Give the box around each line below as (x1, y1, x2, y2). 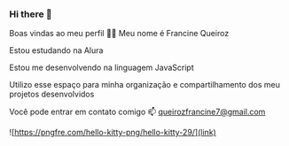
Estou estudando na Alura (9, 45, 104, 56)
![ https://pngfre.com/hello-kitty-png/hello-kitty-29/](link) (9, 127, 217, 138)
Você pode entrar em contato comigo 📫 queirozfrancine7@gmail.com (9, 106, 266, 118)
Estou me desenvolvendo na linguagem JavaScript (9, 62, 194, 73)
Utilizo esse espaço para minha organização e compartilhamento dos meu (9, 80, 281, 90)
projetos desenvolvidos (9, 88, 95, 100)
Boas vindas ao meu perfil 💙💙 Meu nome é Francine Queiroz (9, 28, 230, 39)
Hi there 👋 (9, 8, 53, 20)
